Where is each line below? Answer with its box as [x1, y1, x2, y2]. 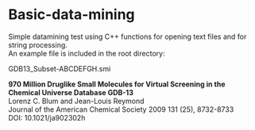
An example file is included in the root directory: [8, 48, 165, 58]
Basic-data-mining [8, 6, 135, 24]
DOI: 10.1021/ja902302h [8, 113, 86, 122]
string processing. [8, 40, 68, 49]
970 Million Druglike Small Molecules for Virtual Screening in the [8, 79, 226, 89]
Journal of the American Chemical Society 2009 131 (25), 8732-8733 [8, 105, 234, 114]
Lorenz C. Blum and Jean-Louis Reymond [8, 96, 145, 105]
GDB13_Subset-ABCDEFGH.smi [8, 63, 111, 73]
